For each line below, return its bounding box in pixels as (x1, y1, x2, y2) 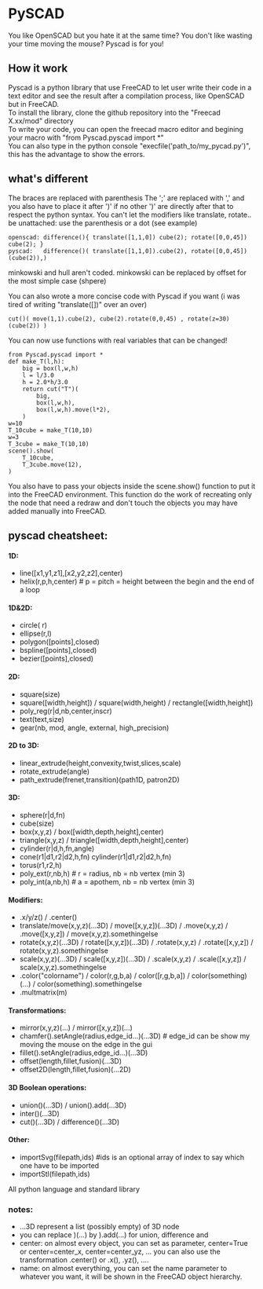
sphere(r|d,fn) (19, 810, 65, 819)
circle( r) (19, 621, 48, 630)
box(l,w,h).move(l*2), (36, 405, 111, 413)
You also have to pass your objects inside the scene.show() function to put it (8, 481, 256, 491)
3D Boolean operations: (8, 1082, 87, 1092)
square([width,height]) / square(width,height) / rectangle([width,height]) (19, 698, 254, 707)
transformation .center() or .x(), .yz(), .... (19, 1255, 149, 1265)
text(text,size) (19, 714, 64, 723)
